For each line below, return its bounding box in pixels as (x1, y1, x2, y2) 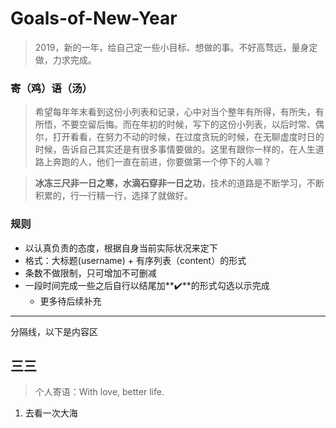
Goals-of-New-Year (10, 7, 178, 30)
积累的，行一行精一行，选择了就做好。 (34, 190, 193, 202)
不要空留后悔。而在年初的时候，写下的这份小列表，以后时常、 (61, 118, 316, 131)
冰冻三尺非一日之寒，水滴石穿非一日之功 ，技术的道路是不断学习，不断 (34, 177, 325, 189)
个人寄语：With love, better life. (34, 386, 165, 398)
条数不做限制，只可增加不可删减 (24, 267, 157, 279)
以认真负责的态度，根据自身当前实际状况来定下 (24, 242, 218, 254)
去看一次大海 (24, 407, 78, 419)
